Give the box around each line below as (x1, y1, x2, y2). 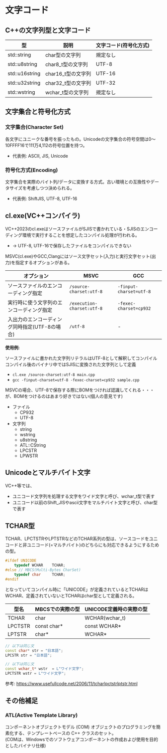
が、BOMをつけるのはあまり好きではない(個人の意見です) (5, 393, 123, 399)
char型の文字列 (45, 52, 81, 58)
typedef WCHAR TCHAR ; (14, 563, 66, 568)
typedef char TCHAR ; (14, 572, 66, 577)
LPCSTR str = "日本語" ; (5, 653, 52, 658)
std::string (7, 51, 31, 58)
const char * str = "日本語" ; (5, 648, 64, 653)
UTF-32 (96, 79, 116, 86)
